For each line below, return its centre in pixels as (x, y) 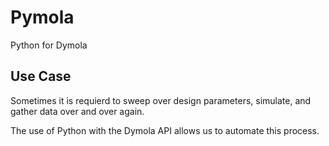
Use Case (41, 76)
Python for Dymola (49, 45)
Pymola (42, 17)
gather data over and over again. (77, 111)
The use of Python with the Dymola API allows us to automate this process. (165, 130)
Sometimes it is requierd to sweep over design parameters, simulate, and (161, 100)
